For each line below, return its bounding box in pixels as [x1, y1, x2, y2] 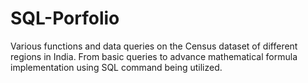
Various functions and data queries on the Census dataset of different [10, 40, 298, 52]
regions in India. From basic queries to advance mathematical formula [10, 50, 298, 62]
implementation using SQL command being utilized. [10, 61, 223, 73]
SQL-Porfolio [10, 7, 120, 30]
